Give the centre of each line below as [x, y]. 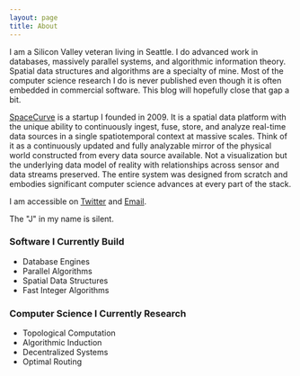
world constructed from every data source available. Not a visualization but [148, 155]
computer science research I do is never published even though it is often [146, 80]
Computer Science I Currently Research [98, 313]
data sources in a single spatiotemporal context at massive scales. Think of [148, 136]
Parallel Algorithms [57, 271]
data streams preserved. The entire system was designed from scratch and [149, 174]
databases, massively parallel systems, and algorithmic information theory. [147, 61]
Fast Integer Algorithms [66, 290]
